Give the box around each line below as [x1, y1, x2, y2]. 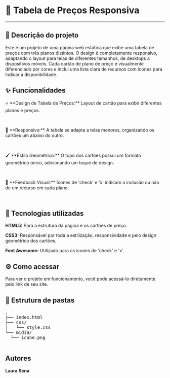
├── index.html [5, 315, 43, 320]
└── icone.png [10, 335, 46, 340]
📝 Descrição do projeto [5, 31, 79, 40]
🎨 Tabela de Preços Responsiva [5, 5, 140, 16]
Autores [5, 354, 31, 363]
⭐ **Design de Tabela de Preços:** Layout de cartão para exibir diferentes [5, 100, 162, 106]
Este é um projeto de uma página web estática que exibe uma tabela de [5, 44, 154, 50]
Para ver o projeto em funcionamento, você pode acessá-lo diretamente [5, 276, 156, 282]
